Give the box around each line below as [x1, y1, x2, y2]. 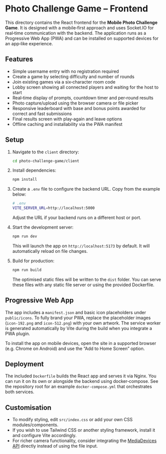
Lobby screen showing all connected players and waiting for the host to [12, 84, 159, 90]
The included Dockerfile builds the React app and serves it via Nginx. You [5, 373, 157, 379]
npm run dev [12, 234, 37, 239]
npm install [12, 177, 37, 182]
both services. [5, 389, 35, 395]
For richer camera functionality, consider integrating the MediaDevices [12, 438, 157, 444]
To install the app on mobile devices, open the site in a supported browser [5, 340, 157, 346]
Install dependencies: [12, 167, 56, 173]
